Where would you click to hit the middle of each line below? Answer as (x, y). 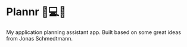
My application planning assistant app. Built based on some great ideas (94, 32)
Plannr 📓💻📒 (36, 12)
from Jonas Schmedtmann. (40, 38)
